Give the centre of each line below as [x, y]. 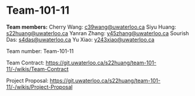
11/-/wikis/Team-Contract [37, 69]
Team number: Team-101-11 [40, 51]
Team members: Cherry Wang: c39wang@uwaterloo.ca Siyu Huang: [91, 27]
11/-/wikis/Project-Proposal [39, 86]
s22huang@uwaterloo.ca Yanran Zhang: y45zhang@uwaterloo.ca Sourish [98, 33]
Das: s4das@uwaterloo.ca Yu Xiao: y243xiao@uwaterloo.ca [80, 39]
